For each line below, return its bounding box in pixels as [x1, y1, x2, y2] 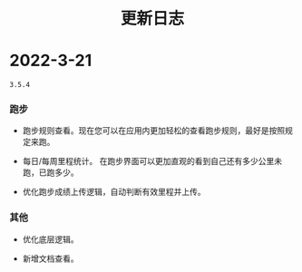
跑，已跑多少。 [22, 167, 79, 178]
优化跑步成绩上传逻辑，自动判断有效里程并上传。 [22, 187, 206, 198]
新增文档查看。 [22, 253, 79, 264]
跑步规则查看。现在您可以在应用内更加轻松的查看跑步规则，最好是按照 [22, 125, 286, 136]
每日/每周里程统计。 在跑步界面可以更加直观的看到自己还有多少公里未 [22, 156, 283, 167]
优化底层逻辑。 [22, 233, 79, 245]
